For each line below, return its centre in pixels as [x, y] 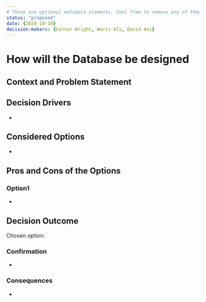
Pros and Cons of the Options [63, 171]
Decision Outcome [42, 221]
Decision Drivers [39, 103]
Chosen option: [26, 235]
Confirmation [27, 251]
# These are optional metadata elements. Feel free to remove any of [97, 12]
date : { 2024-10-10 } [31, 23]
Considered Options [45, 137]
